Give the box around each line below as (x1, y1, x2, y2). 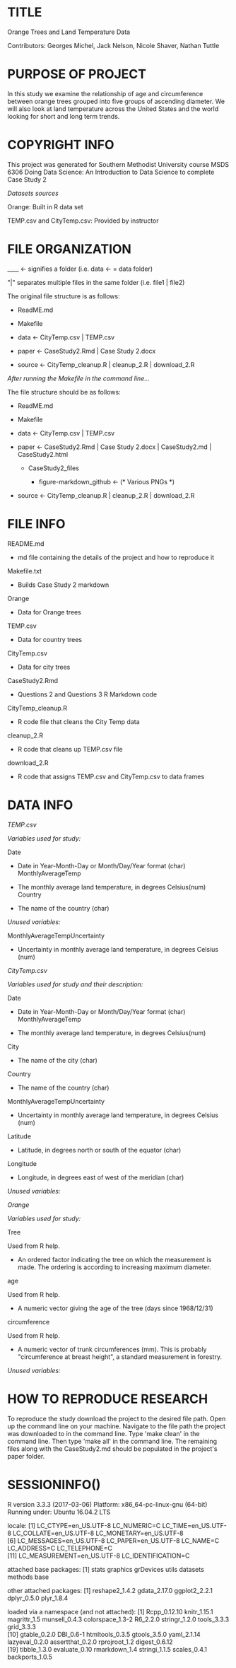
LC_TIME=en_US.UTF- (162, 1521, 228, 1529)
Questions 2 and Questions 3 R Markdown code (17, 690, 158, 699)
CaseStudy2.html (17, 450, 69, 458)
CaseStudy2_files (28, 464, 80, 472)
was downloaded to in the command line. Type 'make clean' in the (7, 1429, 200, 1437)
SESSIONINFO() (7, 1476, 101, 1493)
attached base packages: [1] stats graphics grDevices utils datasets (7, 1565, 205, 1573)
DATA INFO (7, 797, 73, 813)
